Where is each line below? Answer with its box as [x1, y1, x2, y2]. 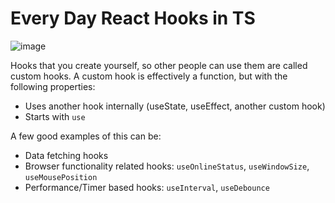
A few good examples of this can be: [10, 130, 162, 142]
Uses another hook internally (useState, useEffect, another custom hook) [24, 100, 326, 112]
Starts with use [24, 110, 86, 122]
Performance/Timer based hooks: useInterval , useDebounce [24, 181, 270, 193]
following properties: [10, 80, 96, 92]
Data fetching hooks [24, 149, 109, 161]
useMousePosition [24, 172, 98, 182]
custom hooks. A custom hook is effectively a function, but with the [10, 70, 288, 82]
